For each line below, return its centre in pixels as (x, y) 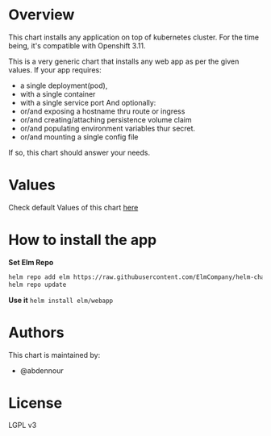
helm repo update (38, 284)
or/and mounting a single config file (79, 137)
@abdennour (42, 370)
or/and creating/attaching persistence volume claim (106, 119)
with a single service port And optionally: (88, 102)
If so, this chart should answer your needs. (79, 152)
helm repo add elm (39, 277)
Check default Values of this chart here (73, 207)
